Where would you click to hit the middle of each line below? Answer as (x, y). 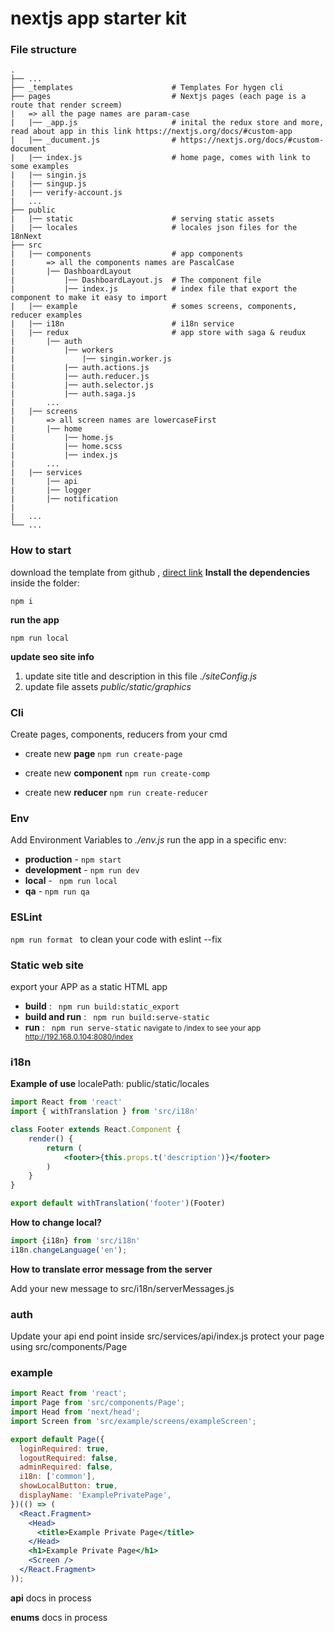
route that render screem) (66, 105)
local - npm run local (71, 881)
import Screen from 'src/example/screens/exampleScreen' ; (133, 1421)
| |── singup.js (48, 184)
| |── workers (62, 350)
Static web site (47, 965)
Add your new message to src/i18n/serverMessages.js (122, 1288)
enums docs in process (59, 1617)
